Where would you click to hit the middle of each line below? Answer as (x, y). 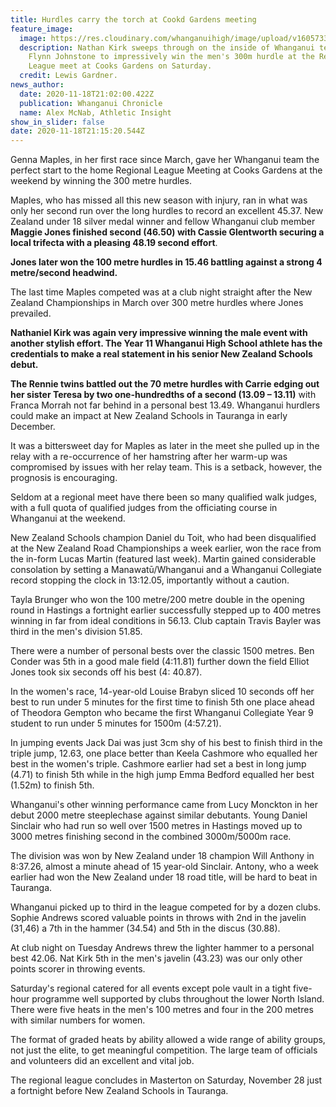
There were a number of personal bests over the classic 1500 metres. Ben (162, 651)
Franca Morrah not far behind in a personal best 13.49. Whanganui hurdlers (165, 405)
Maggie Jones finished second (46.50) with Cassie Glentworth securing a (167, 232)
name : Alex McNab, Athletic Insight (95, 112)
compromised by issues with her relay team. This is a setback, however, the (166, 467)
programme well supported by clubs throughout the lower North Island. (178, 999)
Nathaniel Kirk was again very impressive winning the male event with (159, 333)
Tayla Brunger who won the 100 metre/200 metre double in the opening (157, 600)
